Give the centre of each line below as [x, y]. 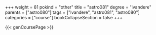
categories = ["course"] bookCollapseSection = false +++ [64, 17]
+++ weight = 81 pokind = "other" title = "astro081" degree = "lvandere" [78, 7]
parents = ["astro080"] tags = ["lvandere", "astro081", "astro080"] [72, 12]
